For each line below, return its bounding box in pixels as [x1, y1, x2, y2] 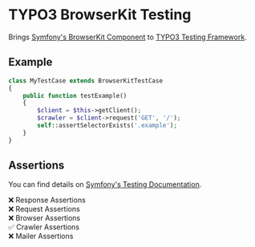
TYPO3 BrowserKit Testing [8, 6, 192, 24]
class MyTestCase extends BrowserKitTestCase [8, 76, 163, 85]
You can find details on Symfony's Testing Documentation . [8, 180, 202, 189]
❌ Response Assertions [8, 195, 86, 205]
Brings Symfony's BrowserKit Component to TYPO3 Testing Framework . [8, 32, 247, 42]
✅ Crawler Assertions [8, 222, 80, 232]
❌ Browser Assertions [8, 213, 81, 223]
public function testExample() [22, 91, 127, 99]
